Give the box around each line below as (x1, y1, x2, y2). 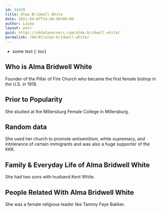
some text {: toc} (12, 48, 47, 54)
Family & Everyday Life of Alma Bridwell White (5, 161, 150, 169)
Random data (5, 123, 47, 131)
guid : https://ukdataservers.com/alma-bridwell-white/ (5, 30, 121, 35)
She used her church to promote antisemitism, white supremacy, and (5, 136, 145, 142)
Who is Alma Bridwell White (5, 63, 92, 71)
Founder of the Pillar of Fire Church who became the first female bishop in (5, 76, 157, 82)
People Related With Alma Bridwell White (5, 188, 134, 197)
